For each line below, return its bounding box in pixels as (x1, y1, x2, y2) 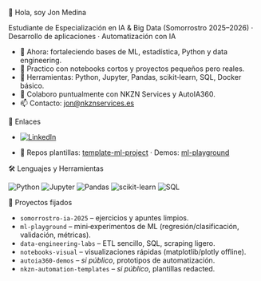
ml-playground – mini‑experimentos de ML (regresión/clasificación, (19, 222, 239, 231)
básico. (19, 81, 45, 90)
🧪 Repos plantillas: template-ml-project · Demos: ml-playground (19, 148, 230, 157)
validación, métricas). (19, 230, 92, 239)
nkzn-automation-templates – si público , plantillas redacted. (19, 264, 216, 273)
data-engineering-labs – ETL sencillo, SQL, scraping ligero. (19, 239, 216, 247)
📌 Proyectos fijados (8, 198, 73, 207)
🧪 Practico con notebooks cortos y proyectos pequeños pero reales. (19, 64, 245, 73)
